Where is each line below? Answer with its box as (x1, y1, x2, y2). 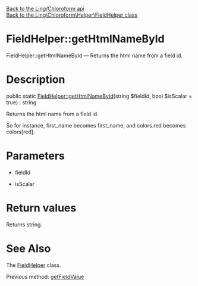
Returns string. (6, 220, 43, 228)
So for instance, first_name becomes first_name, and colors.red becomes (6, 122, 186, 129)
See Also (6, 241, 51, 255)
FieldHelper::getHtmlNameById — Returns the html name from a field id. (6, 52, 183, 59)
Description (6, 73, 65, 86)
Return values (6, 201, 77, 214)
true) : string (6, 98, 37, 106)
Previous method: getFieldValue (6, 273, 84, 280)
